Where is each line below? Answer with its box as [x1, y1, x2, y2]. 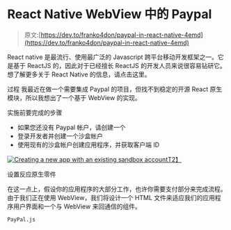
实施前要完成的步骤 [7, 108, 63, 117]
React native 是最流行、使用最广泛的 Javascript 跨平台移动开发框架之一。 [7, 53, 218, 61]
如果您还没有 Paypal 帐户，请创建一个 [17, 123, 127, 131]
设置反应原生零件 [7, 170, 56, 178]
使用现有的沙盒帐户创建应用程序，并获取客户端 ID [17, 140, 160, 149]
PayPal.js [7, 216, 36, 223]
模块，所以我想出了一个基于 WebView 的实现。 [7, 93, 141, 101]
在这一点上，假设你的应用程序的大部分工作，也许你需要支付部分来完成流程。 [7, 185, 227, 193]
